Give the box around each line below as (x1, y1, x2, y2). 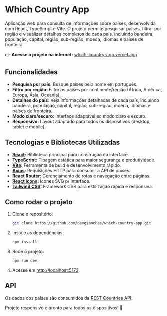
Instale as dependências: (12, 230, 64, 236)
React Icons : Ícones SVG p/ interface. (12, 178, 91, 184)
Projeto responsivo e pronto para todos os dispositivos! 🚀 (5, 304, 123, 311)
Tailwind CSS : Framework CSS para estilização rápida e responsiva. (12, 183, 153, 189)
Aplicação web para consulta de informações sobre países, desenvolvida (5, 20, 156, 26)
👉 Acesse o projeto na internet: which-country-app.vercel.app (5, 51, 137, 57)
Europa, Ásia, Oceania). (12, 92, 61, 98)
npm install (12, 239, 37, 245)
